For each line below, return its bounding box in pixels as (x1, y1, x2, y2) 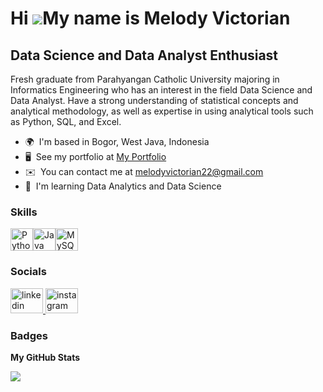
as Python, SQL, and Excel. (10, 116, 122, 127)
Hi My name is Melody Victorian (10, 7, 291, 30)
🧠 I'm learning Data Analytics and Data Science (24, 180, 222, 192)
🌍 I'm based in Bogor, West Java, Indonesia (24, 136, 210, 147)
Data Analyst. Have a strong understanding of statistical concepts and (10, 95, 299, 106)
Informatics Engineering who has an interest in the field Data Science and (10, 84, 313, 96)
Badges (10, 328, 48, 342)
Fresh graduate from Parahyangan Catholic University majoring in (10, 73, 280, 85)
